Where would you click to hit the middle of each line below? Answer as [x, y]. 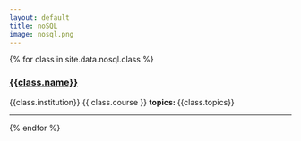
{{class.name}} [44, 83]
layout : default [39, 17]
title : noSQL [34, 26]
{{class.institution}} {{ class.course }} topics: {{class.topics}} [122, 102]
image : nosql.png [42, 34]
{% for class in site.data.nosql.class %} [82, 60]
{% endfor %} [35, 128]
